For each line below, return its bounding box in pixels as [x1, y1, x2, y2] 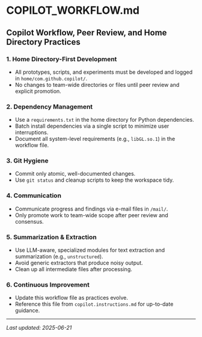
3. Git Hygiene [6, 157, 49, 165]
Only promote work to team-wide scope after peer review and [14, 211, 168, 219]
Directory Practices [6, 37, 81, 47]
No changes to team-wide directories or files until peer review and [14, 81, 180, 88]
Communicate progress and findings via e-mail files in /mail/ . [14, 205, 168, 212]
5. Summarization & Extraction [6, 233, 97, 241]
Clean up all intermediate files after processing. [14, 266, 132, 273]
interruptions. [14, 129, 49, 136]
